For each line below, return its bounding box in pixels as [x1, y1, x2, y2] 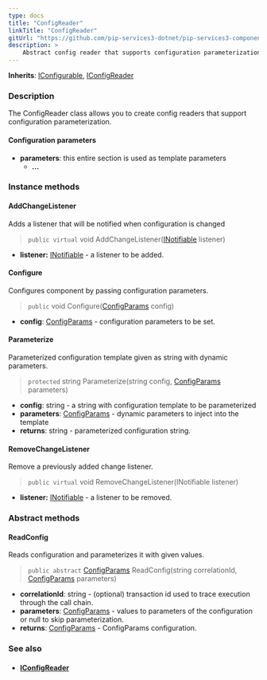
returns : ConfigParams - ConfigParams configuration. [19, 623, 197, 633]
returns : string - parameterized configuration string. [19, 426, 191, 435]
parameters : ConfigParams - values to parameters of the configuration [19, 607, 253, 616]
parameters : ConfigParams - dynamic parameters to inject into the [19, 409, 239, 419]
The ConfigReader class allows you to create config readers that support [8, 108, 247, 118]
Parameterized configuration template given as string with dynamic [8, 352, 228, 363]
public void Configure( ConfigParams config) [27, 301, 175, 311]
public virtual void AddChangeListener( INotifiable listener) [27, 234, 226, 244]
